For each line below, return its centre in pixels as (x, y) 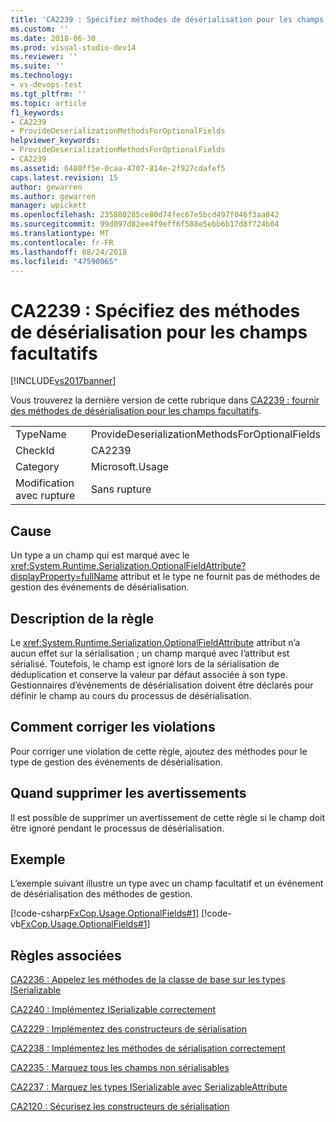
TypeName (41, 434)
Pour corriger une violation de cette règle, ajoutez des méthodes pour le (159, 751)
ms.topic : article (48, 103)
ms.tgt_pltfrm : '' (48, 94)
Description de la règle (82, 618)
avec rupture (45, 496)
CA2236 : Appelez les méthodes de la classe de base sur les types (148, 980)
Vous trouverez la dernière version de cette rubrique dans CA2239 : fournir (165, 400)
